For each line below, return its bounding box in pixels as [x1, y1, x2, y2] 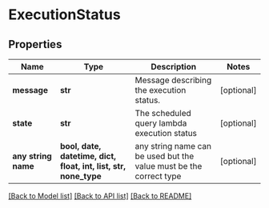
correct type [134, 170, 182, 182]
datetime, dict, [59, 150, 116, 162]
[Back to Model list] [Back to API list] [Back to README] [8, 191, 192, 201]
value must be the [134, 161, 203, 171]
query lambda [134, 118, 187, 129]
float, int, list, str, [59, 161, 126, 171]
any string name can [134, 141, 212, 151]
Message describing [134, 74, 212, 86]
